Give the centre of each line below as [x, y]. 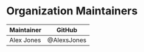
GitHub [67, 30]
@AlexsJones [67, 40]
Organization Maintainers [72, 11]
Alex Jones [25, 40]
